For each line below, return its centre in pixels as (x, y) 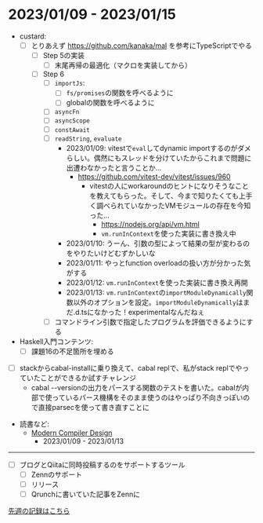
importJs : (70, 83)
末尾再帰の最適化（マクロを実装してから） (123, 65)
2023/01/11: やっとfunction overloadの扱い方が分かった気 (159, 263)
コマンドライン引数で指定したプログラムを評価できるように (150, 322)
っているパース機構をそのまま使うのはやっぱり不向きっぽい (148, 397)
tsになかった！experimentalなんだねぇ (143, 312)
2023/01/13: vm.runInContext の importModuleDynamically (156, 292)
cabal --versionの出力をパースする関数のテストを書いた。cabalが (137, 387)
